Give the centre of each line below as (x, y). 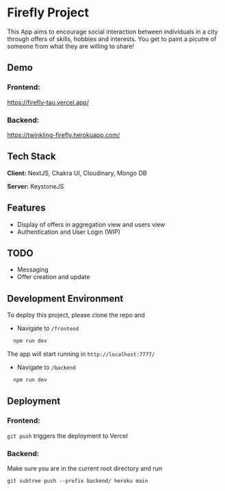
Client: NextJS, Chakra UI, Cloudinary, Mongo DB (77, 173)
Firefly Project (48, 13)
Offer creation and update (53, 277)
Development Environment (65, 299)
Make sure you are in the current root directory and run (85, 468)
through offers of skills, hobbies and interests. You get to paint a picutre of (112, 38)
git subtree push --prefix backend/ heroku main (78, 481)
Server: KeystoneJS (36, 186)
